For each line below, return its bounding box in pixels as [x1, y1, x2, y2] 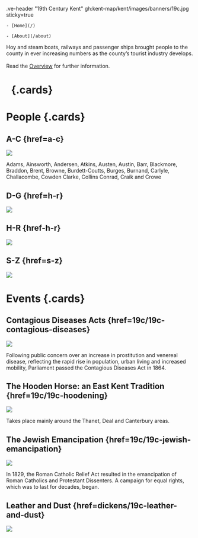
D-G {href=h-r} [6, 190, 63, 200]
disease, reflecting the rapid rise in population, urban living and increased [6, 358, 186, 365]
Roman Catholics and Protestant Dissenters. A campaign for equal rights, [6, 477, 184, 484]
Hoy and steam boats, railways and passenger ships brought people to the [6, 44, 189, 50]
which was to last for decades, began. [6, 483, 100, 491]
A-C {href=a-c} [6, 133, 64, 144]
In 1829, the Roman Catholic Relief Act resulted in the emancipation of [6, 471, 177, 478]
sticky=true [6, 11, 34, 18]
